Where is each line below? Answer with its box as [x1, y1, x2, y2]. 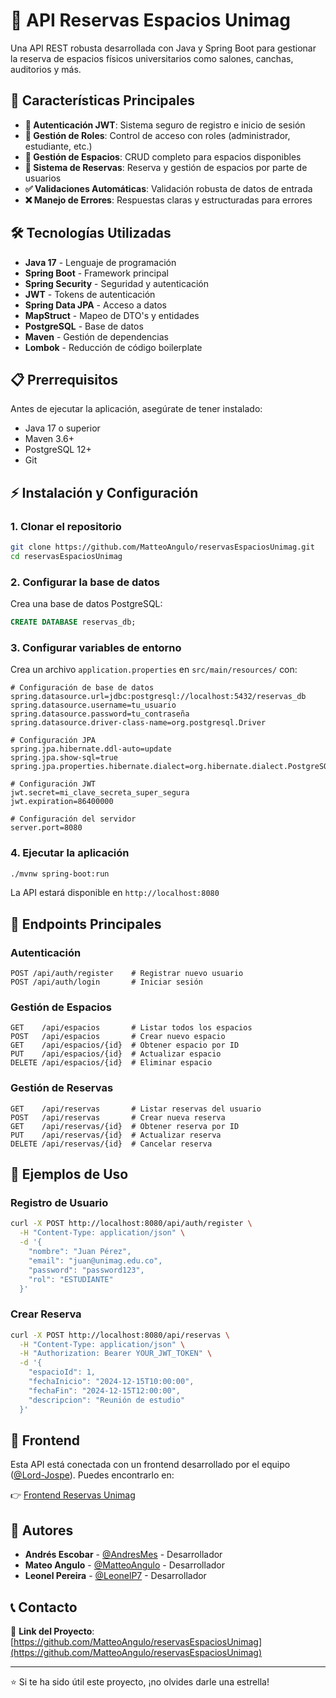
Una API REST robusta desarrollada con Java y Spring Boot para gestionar [10, 42, 317, 54]
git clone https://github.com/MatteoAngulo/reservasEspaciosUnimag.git [10, 542, 315, 553]
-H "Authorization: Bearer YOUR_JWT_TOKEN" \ [19, 1349, 213, 1359]
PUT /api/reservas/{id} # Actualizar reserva [10, 1130, 222, 1140]
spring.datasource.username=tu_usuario [10, 700, 177, 711]
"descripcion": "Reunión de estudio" [28, 1395, 186, 1405]
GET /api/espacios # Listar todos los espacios [10, 1023, 253, 1033]
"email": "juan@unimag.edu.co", [28, 1255, 163, 1266]
